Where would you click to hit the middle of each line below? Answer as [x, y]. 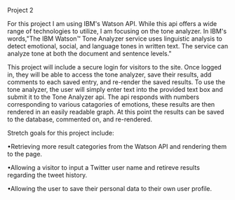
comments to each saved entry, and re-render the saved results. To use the [116, 82]
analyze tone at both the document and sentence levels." [89, 53]
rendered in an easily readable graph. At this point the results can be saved [116, 112]
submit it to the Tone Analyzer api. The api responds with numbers [103, 97]
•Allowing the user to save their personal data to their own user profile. [110, 188]
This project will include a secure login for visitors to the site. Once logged [115, 67]
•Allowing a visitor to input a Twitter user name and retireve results [103, 167]
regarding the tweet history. [47, 175]
